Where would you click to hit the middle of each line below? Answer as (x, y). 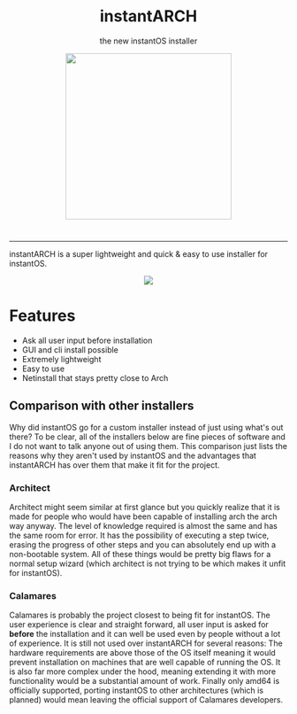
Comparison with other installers (102, 406)
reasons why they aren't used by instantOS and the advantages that (133, 455)
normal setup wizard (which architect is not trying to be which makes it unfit (148, 563)
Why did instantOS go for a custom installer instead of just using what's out (146, 427)
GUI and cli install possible (70, 350)
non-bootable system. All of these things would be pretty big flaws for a (140, 555)
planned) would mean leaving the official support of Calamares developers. (146, 700)
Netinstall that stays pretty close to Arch (95, 378)
